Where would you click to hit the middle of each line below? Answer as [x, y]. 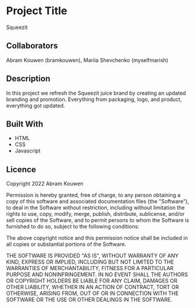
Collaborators [32, 46]
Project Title [37, 11]
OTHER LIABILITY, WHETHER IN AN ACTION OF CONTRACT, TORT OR [92, 287]
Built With [25, 124]
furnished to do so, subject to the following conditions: [73, 226]
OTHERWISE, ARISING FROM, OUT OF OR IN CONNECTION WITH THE [92, 293]
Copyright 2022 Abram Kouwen [45, 184]
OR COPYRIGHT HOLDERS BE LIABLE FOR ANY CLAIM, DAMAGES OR [92, 281]
